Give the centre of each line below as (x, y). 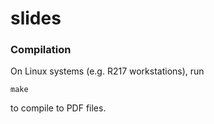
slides (36, 18)
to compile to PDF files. (58, 108)
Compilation (41, 50)
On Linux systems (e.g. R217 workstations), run (107, 71)
